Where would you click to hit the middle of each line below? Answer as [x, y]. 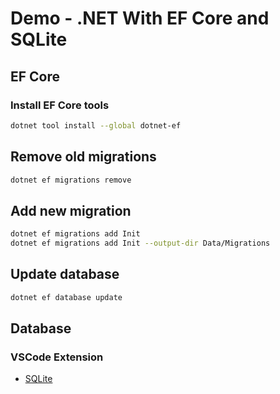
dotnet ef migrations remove [71, 180]
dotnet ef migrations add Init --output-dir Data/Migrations [140, 243]
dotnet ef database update [66, 297]
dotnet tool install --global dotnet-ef [96, 125]
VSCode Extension [57, 357]
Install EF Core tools [60, 105]
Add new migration [71, 210]
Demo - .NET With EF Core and [140, 18]
